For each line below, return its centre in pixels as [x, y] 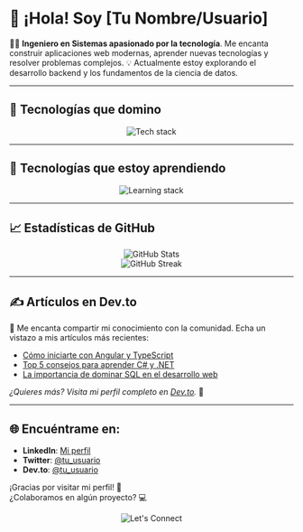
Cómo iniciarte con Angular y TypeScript [98, 355]
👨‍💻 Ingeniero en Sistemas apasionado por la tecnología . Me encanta [139, 43]
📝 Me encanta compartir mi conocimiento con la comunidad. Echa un [138, 328]
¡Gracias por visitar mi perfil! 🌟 [66, 487]
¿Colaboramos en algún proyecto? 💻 [78, 497]
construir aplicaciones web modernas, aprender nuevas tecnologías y [139, 52]
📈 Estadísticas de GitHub [83, 228]
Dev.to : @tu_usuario [60, 470]
